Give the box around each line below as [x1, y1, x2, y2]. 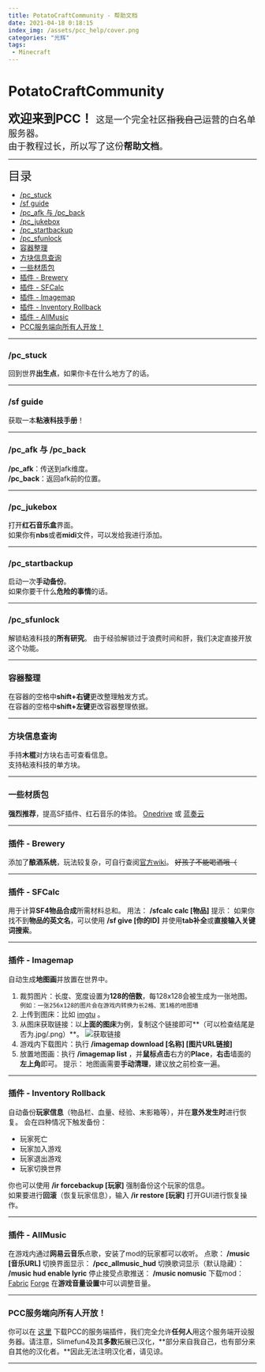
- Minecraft [11, 48, 51, 56]
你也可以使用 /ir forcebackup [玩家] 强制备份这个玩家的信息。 [8, 1180, 209, 1190]
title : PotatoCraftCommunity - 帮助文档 [8, 11, 138, 20]
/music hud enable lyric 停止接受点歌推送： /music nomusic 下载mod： [8, 1268, 244, 1278]
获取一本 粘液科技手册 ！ [8, 415, 84, 425]
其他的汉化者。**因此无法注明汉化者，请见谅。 [14, 1347, 168, 1356]
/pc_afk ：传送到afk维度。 [8, 463, 92, 473]
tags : [8, 41, 26, 49]
